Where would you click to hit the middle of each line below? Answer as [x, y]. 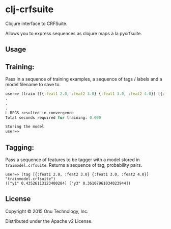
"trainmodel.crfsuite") [31, 179]
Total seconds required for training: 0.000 [53, 118]
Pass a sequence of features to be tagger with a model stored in [73, 160]
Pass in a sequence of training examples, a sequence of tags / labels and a [84, 79]
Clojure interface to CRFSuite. [36, 23]
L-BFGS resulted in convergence [39, 113]
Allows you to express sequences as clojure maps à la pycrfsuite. [74, 33]
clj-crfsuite [30, 9]
